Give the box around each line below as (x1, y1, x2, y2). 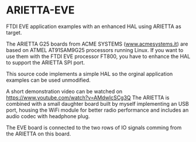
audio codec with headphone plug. (6, 112, 90, 120)
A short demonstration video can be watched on (6, 88, 123, 95)
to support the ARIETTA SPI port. (6, 59, 85, 66)
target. (6, 29, 22, 36)
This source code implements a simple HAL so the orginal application (6, 70, 173, 77)
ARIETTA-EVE (6, 4, 75, 17)
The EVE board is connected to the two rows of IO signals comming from (6, 124, 182, 131)
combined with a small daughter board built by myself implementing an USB (6, 100, 189, 107)
